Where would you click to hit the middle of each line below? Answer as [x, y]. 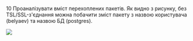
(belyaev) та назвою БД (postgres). [49, 21]
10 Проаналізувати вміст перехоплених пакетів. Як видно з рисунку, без [96, 8]
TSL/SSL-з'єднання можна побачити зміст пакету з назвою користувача [96, 15]
